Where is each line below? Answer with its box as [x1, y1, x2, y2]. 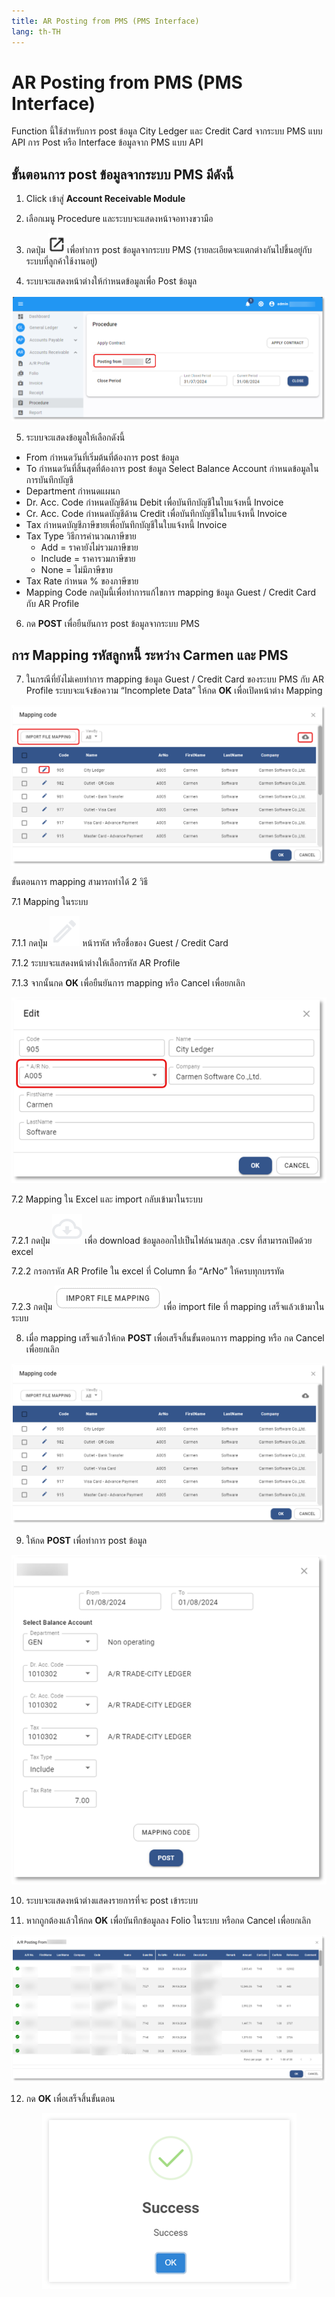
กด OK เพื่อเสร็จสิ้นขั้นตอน [25, 2093, 116, 2105]
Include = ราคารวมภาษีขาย [40, 552, 136, 564]
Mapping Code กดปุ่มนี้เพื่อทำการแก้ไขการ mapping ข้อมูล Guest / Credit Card [25, 586, 317, 598]
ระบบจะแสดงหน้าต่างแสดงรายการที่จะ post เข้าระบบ [25, 1895, 198, 1907]
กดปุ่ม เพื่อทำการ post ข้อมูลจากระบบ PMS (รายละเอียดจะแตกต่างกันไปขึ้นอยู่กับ [25, 244, 313, 256]
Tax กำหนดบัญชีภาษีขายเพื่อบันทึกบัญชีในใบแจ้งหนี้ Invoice [25, 518, 228, 530]
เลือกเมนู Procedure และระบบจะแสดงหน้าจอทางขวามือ [25, 213, 214, 225]
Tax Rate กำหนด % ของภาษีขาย [25, 575, 139, 587]
